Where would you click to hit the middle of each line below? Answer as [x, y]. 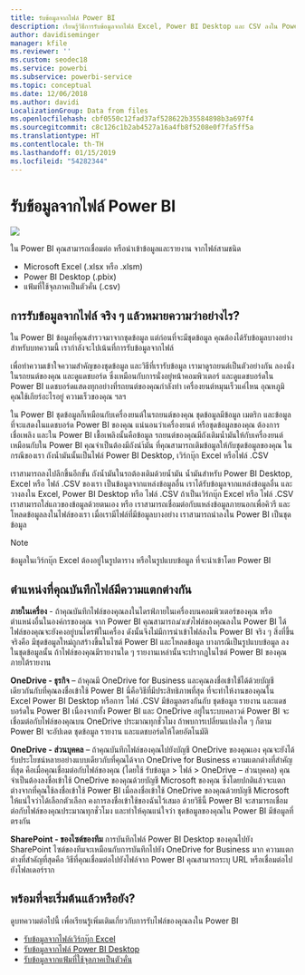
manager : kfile [39, 43]
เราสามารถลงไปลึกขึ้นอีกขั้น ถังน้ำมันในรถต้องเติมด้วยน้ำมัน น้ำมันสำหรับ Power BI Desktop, [152, 473]
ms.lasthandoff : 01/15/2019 [63, 152]
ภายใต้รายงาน [31, 662]
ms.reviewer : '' [41, 52]
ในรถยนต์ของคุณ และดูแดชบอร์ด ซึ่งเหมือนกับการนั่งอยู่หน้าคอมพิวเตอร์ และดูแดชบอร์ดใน [142, 376]
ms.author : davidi [45, 102]
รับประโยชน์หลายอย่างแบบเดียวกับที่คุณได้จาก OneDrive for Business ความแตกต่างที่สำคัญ [152, 760]
